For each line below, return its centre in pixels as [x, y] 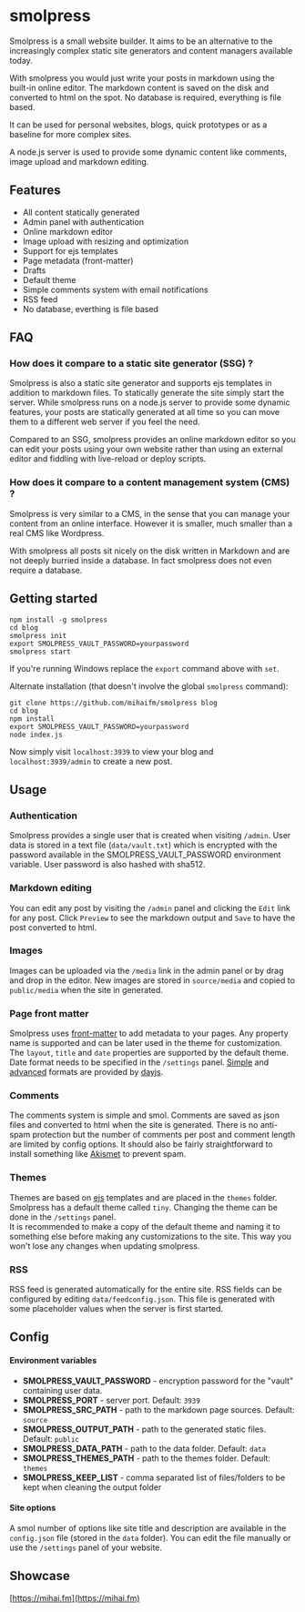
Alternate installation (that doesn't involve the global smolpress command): [149, 686]
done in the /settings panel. [63, 1217]
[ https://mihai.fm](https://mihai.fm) [75, 1597]
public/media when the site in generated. [86, 989]
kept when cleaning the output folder [92, 1487]
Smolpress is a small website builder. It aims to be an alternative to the [141, 41]
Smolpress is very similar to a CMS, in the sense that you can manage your [150, 513]
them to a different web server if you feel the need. [105, 422]
